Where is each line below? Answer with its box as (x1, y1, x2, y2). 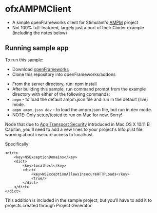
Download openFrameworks (12, 66, 69, 72)
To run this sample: (5, 57, 44, 63)
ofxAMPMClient (5, 3, 72, 15)
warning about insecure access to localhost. (5, 131, 94, 137)
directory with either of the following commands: (12, 91, 110, 97)
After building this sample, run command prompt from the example (12, 86, 146, 92)
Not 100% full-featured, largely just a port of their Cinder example (12, 24, 144, 30)
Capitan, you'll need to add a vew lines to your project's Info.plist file (5, 126, 143, 132)
